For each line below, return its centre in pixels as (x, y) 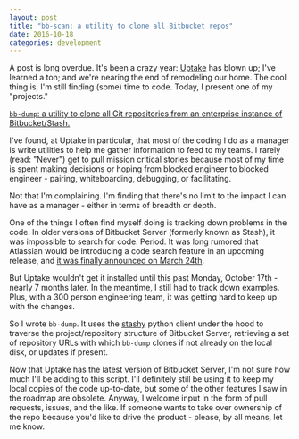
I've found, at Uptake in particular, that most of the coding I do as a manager (149, 140)
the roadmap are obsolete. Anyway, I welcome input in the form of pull (138, 398)
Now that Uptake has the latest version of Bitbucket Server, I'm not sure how (150, 370)
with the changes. (42, 307)
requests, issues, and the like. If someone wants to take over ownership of (146, 408)
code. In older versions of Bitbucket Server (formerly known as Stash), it (142, 232)
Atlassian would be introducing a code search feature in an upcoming (137, 251)
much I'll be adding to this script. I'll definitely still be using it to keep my (141, 379)
